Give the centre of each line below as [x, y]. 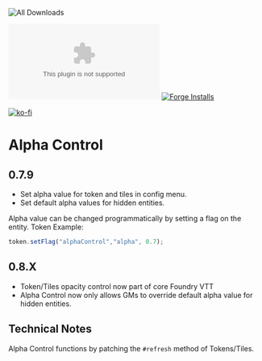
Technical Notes [50, 329]
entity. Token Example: [46, 227]
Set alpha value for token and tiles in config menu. [103, 194]
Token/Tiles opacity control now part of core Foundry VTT [116, 286]
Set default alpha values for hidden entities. [92, 203]
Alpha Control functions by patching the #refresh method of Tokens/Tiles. [131, 348]
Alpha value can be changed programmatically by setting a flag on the [125, 218]
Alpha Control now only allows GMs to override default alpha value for [136, 295]
